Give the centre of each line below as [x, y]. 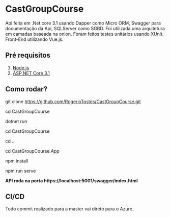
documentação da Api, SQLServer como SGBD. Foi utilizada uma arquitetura [85, 28]
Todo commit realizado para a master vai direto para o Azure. [69, 209]
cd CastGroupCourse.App [32, 151]
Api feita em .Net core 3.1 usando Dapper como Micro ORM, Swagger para [83, 23]
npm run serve [21, 171]
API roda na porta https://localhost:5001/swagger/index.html [72, 180]
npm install [17, 161]
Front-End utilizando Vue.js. [34, 39]
